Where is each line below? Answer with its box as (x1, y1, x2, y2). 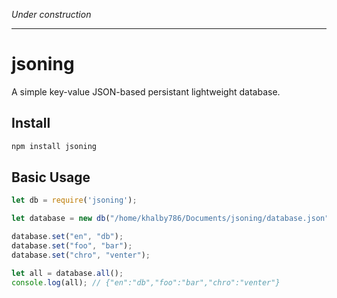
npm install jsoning (11, 141, 98, 151)
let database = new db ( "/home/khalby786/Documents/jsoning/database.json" (11, 214, 330, 224)
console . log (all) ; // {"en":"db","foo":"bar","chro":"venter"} (11, 277, 281, 288)
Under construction (11, 9, 92, 20)
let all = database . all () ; (11, 268, 124, 278)
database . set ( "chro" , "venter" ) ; (11, 250, 151, 260)
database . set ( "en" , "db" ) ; (11, 232, 124, 242)
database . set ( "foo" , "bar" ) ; (11, 241, 133, 251)
